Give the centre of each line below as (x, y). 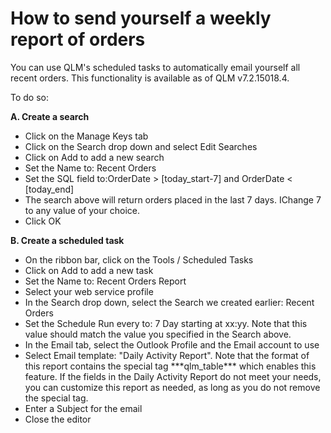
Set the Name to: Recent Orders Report (105, 281)
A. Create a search (50, 116)
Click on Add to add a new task (89, 270)
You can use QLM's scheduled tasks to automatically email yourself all (155, 67)
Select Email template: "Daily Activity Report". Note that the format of (167, 355)
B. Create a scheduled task (67, 240)
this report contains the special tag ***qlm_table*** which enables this (170, 366)
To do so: (29, 97)
